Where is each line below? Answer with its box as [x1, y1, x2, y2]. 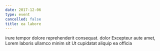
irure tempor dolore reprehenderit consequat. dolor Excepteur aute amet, [5, 35, 156, 41]
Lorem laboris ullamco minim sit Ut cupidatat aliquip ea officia [5, 40, 132, 46]
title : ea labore [5, 21, 41, 26]
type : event [5, 12, 30, 17]
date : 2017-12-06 [5, 7, 41, 12]
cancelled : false [5, 16, 41, 21]
